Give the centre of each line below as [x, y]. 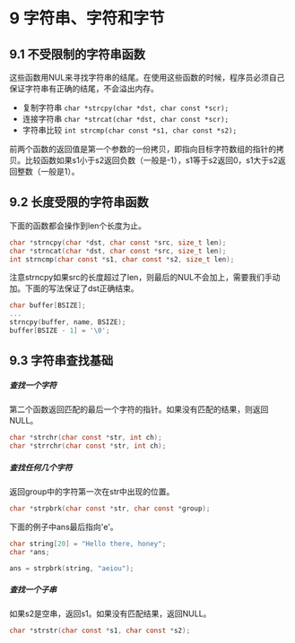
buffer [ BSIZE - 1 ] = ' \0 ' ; [60, 331]
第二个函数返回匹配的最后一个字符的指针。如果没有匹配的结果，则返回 [139, 409]
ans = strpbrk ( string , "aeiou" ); [72, 568]
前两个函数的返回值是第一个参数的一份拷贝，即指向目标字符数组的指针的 [143, 149]
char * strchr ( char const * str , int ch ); [86, 438]
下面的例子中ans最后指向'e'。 [64, 527]
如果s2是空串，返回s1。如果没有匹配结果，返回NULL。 [110, 613]
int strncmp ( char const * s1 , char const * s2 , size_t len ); [122, 259]
